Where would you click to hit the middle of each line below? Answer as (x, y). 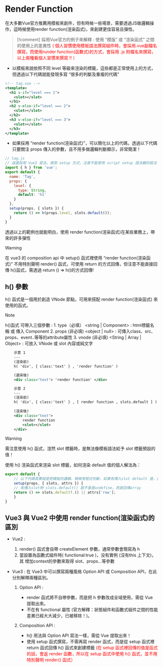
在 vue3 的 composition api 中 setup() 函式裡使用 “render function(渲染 (76, 258)
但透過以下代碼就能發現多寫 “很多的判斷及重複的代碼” (66, 74)
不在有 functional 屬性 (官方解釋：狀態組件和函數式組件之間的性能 (92, 610)
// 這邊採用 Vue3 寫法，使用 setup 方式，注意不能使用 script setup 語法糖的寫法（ (83, 163)
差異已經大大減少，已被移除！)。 (59, 616)
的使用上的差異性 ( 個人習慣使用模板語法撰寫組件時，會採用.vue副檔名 (87, 45)
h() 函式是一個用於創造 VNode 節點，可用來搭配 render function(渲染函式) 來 (81, 299)
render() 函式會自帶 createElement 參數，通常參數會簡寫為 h (80, 549)
